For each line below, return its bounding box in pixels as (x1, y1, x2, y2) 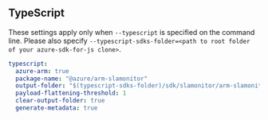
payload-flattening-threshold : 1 (15, 89, 127, 98)
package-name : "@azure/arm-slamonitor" (15, 75, 148, 83)
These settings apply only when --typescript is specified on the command (8, 27, 255, 37)
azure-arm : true (15, 67, 69, 75)
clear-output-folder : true (15, 97, 105, 105)
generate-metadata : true (15, 104, 98, 112)
